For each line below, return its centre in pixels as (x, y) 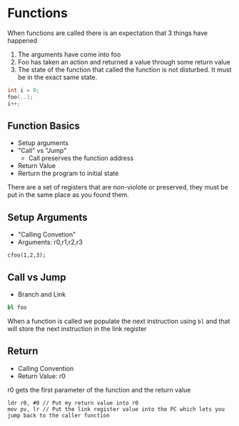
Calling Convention (46, 368)
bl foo (17, 307)
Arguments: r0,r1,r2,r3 (50, 242)
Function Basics (44, 125)
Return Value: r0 (42, 376)
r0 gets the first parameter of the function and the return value (99, 390)
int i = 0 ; (24, 90)
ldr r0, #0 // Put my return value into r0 (73, 403)
